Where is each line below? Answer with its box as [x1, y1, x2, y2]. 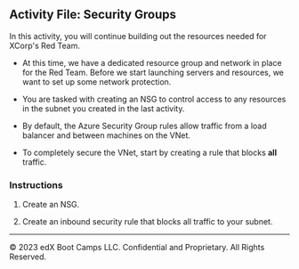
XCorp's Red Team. [9, 40, 80, 51]
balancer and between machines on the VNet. [21, 129, 191, 141]
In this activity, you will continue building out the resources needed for [9, 30, 267, 41]
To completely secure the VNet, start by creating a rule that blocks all [21, 147, 278, 158]
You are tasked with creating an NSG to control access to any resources [21, 94, 287, 104]
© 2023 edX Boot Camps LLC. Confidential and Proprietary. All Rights [9, 242, 265, 253]
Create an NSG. [21, 200, 80, 210]
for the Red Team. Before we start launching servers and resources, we [21, 67, 285, 77]
